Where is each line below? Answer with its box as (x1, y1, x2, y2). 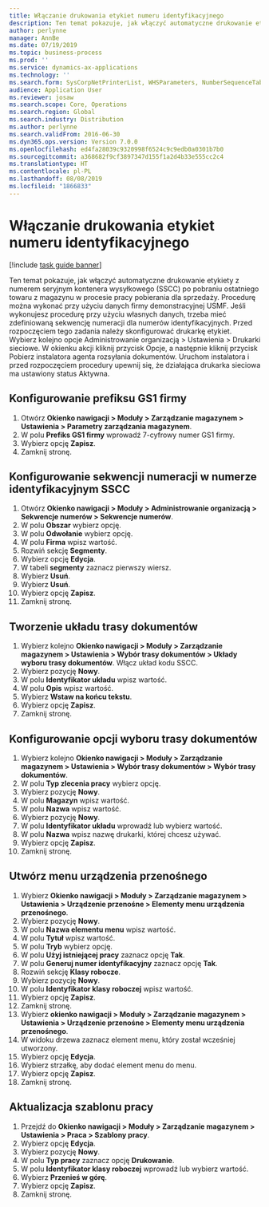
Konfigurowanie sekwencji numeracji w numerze (9, 470, 258, 483)
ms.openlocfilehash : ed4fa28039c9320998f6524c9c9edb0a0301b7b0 (9, 145, 224, 153)
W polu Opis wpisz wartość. (20, 684, 114, 693)
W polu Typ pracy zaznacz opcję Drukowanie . (20, 1155, 175, 1165)
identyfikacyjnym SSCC (9, 482, 131, 495)
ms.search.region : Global (9, 108, 95, 116)
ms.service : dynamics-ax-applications (9, 64, 138, 72)
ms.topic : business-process (9, 49, 103, 57)
